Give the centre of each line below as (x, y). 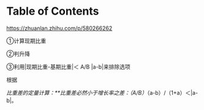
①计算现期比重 (26, 40)
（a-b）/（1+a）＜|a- (172, 92)
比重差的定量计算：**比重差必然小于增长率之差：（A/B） (77, 92)
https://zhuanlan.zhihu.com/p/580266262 (59, 28)
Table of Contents (53, 11)
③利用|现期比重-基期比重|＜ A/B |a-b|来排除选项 (68, 67)
